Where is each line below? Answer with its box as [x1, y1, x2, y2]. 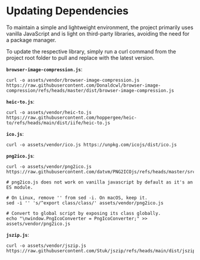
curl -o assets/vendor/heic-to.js [6, 109, 92, 115]
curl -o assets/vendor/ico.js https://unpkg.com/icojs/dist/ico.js [6, 141, 177, 148]
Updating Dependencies [6, 4, 129, 18]
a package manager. [6, 36, 57, 43]
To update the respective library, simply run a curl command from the [6, 47, 177, 55]
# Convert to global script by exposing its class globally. [6, 210, 161, 216]
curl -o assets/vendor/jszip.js [6, 242, 86, 249]
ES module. [6, 184, 33, 191]
